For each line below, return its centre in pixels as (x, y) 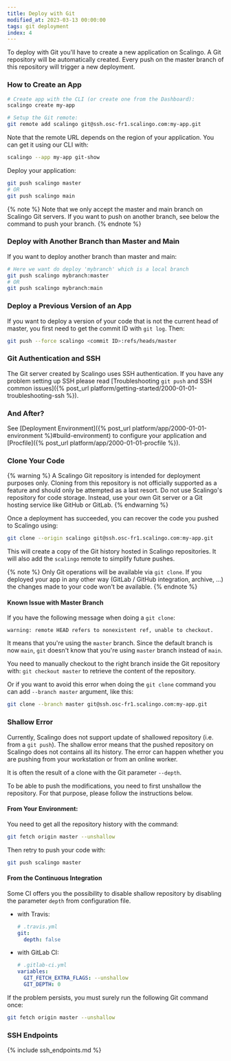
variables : (33, 971)
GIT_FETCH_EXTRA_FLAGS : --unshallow (76, 978)
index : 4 (20, 33)
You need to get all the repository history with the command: (93, 824)
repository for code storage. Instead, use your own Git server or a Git (105, 498)
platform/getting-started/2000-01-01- (144, 388)
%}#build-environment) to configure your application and (125, 436)
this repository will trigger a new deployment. (71, 67)
